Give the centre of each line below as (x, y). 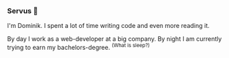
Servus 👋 (23, 11)
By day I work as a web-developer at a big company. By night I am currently (115, 39)
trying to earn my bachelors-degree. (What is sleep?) (78, 47)
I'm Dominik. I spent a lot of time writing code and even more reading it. (108, 26)
